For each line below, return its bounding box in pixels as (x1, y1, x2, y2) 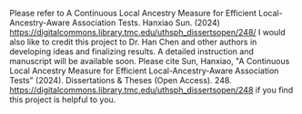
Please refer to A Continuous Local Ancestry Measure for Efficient (9, 8, 257, 18)
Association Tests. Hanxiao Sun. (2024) (71, 17, 221, 28)
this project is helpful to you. (9, 94, 116, 105)
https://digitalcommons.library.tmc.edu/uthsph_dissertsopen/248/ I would (9, 27, 287, 37)
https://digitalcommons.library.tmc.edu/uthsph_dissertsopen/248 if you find (9, 85, 294, 95)
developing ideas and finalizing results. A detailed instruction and (9, 46, 255, 57)
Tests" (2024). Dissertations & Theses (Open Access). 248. (9, 75, 232, 85)
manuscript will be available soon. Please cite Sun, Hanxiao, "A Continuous (9, 56, 290, 66)
